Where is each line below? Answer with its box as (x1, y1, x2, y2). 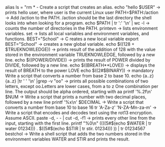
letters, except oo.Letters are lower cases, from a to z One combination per (5, 83, 159, 89)
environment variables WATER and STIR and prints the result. (5, 136, 130, 142)
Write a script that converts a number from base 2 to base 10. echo (5, 73, 142, 78)
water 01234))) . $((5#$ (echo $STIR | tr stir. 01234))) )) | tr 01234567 (5, 126, 146, 131)
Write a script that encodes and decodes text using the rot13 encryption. (5, 110, 153, 116)
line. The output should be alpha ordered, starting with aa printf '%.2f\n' (5, 89, 152, 94)
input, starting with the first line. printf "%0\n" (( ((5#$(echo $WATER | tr (5, 120, 152, 126)
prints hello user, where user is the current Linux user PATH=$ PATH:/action (5, 9, 159, 15)
